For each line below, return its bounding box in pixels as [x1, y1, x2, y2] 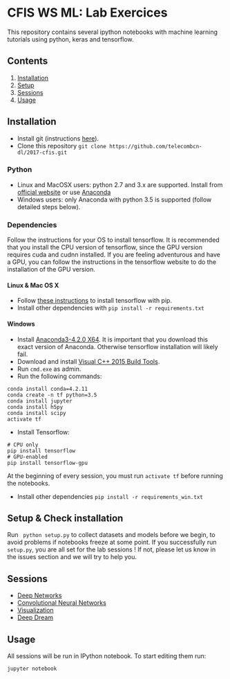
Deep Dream [17, 613, 54, 621]
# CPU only [7, 441, 39, 448]
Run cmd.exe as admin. [17, 364, 82, 373]
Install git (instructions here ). [17, 134, 99, 143]
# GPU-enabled [7, 453, 48, 460]
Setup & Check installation [7, 512, 124, 524]
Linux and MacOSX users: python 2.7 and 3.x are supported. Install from [17, 180, 223, 188]
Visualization [17, 606, 54, 615]
